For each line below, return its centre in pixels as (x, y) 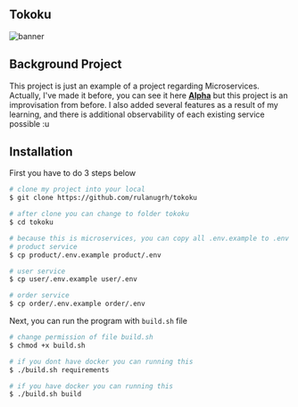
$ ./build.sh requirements (59, 370)
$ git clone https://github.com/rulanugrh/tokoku (103, 198)
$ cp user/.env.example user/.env (74, 279)
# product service (43, 246)
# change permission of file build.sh (81, 337)
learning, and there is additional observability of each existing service (137, 114)
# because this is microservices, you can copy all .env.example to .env (149, 238)
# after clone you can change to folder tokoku (99, 214)
